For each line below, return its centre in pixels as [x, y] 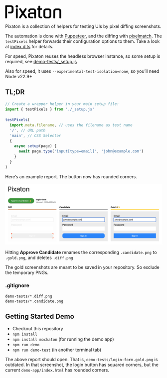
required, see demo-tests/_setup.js [41, 61]
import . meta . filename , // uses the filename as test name [71, 125]
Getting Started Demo [40, 316]
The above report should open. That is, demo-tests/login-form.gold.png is [82, 359]
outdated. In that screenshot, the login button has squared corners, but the [82, 365]
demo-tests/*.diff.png [29, 296]
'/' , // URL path [28, 130]
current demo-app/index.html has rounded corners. [57, 370]
